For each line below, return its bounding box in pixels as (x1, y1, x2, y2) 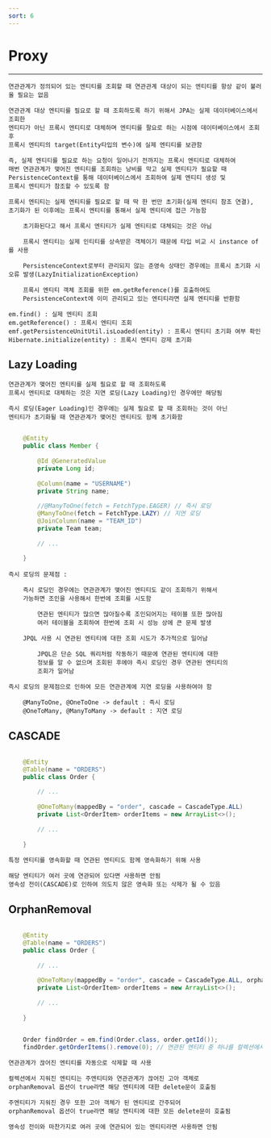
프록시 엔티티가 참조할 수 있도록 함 (8, 182, 110, 190)
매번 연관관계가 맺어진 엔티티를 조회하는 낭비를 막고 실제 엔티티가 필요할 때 (8, 165, 227, 173)
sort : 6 (8, 11, 35, 20)
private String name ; (37, 487, 110, 495)
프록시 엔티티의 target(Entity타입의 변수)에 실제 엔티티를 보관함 (8, 140, 202, 149)
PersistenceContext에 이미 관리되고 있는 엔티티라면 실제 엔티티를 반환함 (23, 294, 240, 302)
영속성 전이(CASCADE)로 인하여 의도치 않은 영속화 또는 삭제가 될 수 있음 (8, 881, 221, 889)
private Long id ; (37, 465, 95, 473)
